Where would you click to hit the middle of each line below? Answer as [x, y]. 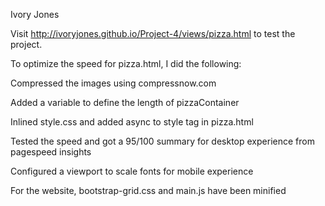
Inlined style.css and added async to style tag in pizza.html [132, 122]
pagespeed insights [51, 152]
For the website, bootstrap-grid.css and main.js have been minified [148, 190]
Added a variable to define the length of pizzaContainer [125, 102]
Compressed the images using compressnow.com [113, 83]
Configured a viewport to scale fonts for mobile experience [132, 171]
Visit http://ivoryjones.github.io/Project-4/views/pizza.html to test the [153, 33]
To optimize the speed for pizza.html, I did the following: [126, 63]
